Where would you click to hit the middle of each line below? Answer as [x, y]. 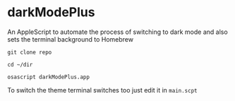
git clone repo [30, 52]
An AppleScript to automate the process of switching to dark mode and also [117, 32]
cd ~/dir [20, 64]
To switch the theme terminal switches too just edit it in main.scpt [102, 90]
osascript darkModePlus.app [49, 77]
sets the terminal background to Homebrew [71, 39]
